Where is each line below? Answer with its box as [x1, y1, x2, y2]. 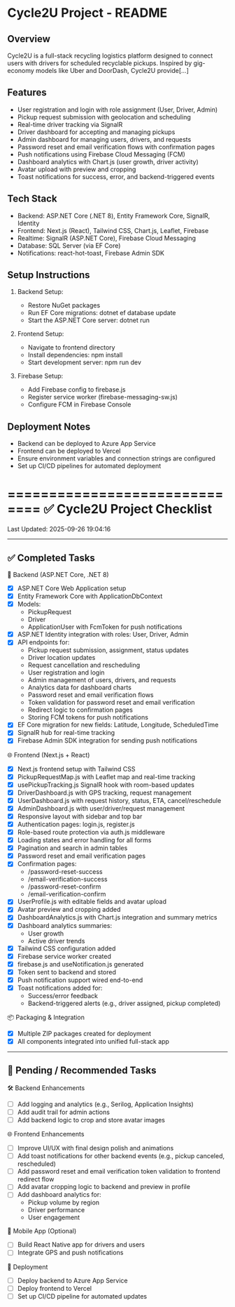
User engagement [27, 1213, 80, 1222]
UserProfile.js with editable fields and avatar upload [17, 897, 166, 906]
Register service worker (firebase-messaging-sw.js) [27, 393, 178, 402]
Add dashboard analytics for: [17, 1190, 101, 1199]
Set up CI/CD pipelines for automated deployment [17, 462, 162, 470]
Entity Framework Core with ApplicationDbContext [17, 592, 163, 601]
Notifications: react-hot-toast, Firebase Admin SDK [17, 248, 164, 257]
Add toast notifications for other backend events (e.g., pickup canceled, [17, 1152, 225, 1160]
